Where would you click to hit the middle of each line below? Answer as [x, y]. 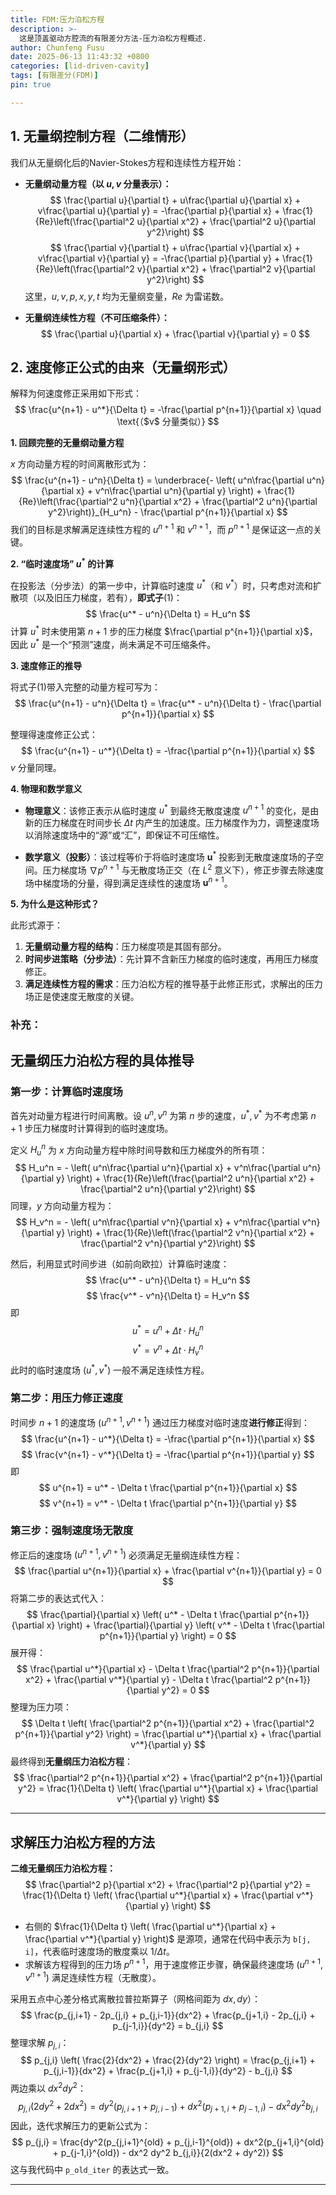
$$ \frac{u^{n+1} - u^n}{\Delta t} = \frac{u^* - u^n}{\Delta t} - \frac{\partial [168, 703]
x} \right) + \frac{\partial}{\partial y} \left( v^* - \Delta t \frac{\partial [185, 1625]
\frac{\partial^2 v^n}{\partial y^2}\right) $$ [168, 1243]
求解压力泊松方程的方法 [82, 1842]
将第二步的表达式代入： [58, 1598]
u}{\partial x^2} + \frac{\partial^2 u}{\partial [226, 221]
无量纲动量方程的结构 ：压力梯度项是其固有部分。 [125, 947]
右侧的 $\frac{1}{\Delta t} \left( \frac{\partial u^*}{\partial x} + [150, 1927]
